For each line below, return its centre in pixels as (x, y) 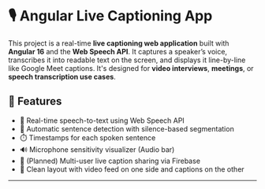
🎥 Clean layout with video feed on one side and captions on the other (132, 169)
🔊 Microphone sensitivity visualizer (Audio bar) (97, 149)
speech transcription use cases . (62, 76)
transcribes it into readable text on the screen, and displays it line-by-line (127, 60)
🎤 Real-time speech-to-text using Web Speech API (102, 120)
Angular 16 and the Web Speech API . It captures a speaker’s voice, (118, 51)
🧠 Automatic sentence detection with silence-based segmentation (127, 128)
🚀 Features (35, 101)
